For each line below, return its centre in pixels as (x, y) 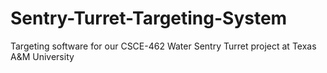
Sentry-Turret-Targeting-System (149, 18)
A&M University (42, 56)
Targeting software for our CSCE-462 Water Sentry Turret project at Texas (163, 46)
